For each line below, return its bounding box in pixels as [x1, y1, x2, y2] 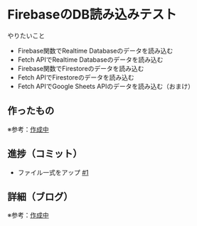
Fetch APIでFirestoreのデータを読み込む [17, 72, 134, 82]
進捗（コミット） [7, 148, 82, 160]
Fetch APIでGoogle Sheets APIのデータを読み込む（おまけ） [17, 82, 194, 90]
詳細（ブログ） [7, 190, 73, 203]
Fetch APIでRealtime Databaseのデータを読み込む [17, 55, 164, 64]
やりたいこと [7, 31, 45, 40]
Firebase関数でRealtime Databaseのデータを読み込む [17, 46, 174, 55]
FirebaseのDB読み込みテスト [7, 6, 177, 23]
